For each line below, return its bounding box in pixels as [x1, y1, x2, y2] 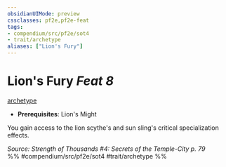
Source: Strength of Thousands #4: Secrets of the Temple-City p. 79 [7, 145, 206, 153]
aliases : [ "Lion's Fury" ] [7, 43, 83, 50]
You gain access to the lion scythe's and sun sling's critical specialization [7, 123, 220, 132]
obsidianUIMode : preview [7, 10, 80, 18]
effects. [7, 131, 29, 139]
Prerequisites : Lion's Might [17, 109, 97, 118]
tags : [7, 23, 23, 30]
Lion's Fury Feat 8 [7, 73, 114, 89]
